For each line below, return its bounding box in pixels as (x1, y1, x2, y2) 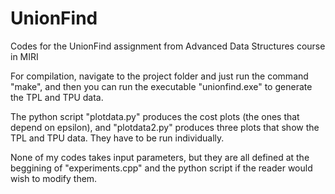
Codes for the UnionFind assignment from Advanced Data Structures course (10, 40, 326, 52)
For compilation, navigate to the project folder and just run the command (10, 70, 309, 82)
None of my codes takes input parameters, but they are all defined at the (10, 151, 310, 163)
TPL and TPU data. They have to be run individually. (10, 132, 225, 144)
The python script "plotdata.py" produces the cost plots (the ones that (10, 110, 300, 122)
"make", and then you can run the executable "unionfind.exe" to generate (10, 80, 313, 92)
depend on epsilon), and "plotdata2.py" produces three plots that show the (10, 121, 320, 133)
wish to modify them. (10, 172, 98, 184)
